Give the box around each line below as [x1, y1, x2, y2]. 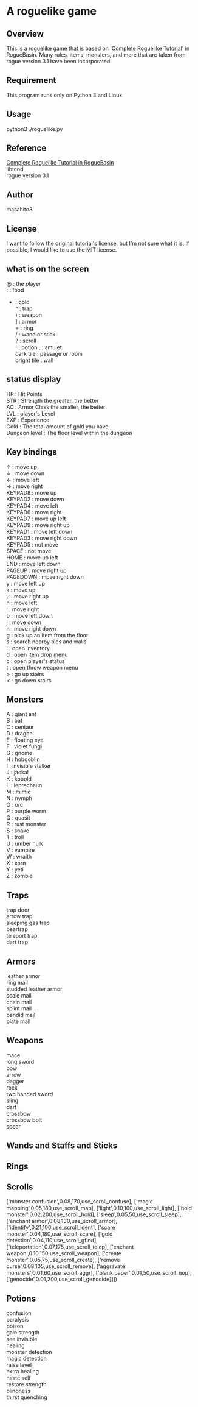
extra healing [6, 1368, 39, 1375]
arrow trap [6, 913, 33, 920]
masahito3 [6, 206, 33, 213]
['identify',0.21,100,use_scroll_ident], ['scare [6, 1224, 115, 1232]
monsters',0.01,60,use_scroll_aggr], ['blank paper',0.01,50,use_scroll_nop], [6, 1269, 192, 1277]
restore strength [6, 1381, 47, 1388]
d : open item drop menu [6, 651, 68, 658]
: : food [6, 286, 24, 294]
